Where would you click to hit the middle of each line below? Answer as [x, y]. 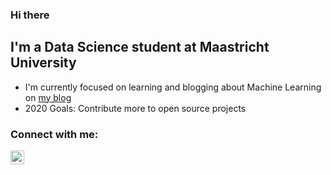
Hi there [30, 15]
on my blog [48, 97]
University [43, 63]
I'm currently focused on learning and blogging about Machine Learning [173, 87]
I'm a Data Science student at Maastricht [140, 47]
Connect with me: [54, 134]
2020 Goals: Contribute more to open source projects [135, 108]
